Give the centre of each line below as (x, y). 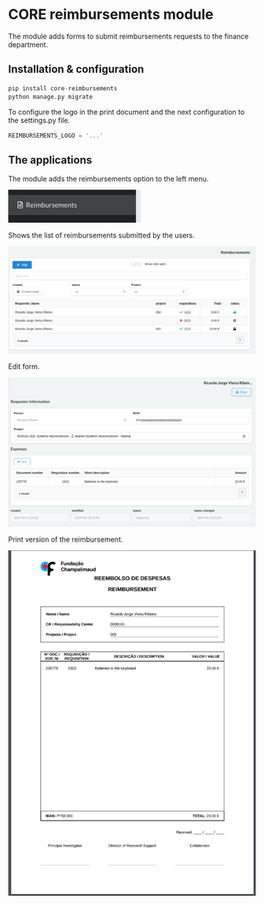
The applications (50, 160)
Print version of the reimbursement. (66, 539)
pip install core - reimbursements (63, 88)
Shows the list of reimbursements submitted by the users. (101, 235)
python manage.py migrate (50, 97)
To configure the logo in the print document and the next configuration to (126, 112)
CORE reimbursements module (111, 15)
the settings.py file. (39, 120)
